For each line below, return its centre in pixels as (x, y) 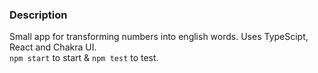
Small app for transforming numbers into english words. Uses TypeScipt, (159, 37)
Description (38, 15)
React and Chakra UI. (53, 47)
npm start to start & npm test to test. (84, 58)
